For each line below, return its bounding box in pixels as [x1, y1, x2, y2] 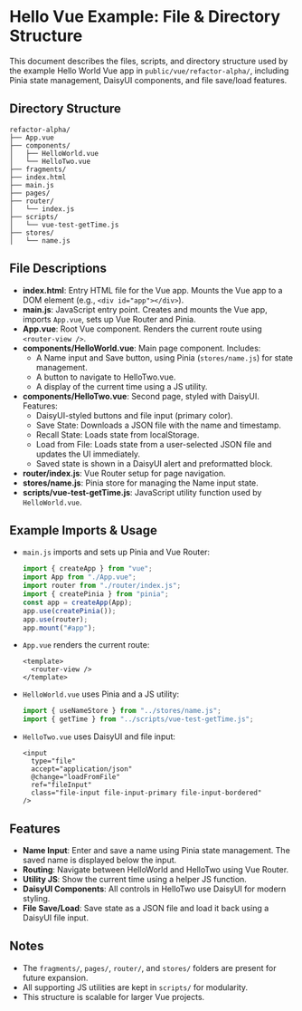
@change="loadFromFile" [31, 773, 120, 782]
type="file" [31, 756, 76, 766]
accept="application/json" [31, 765, 133, 774]
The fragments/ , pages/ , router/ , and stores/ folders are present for [22, 962, 277, 973]
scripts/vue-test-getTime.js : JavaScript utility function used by [22, 486, 262, 497]
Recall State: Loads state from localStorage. [35, 428, 200, 440]
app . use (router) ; [22, 614, 89, 624]
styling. [22, 892, 51, 903]
